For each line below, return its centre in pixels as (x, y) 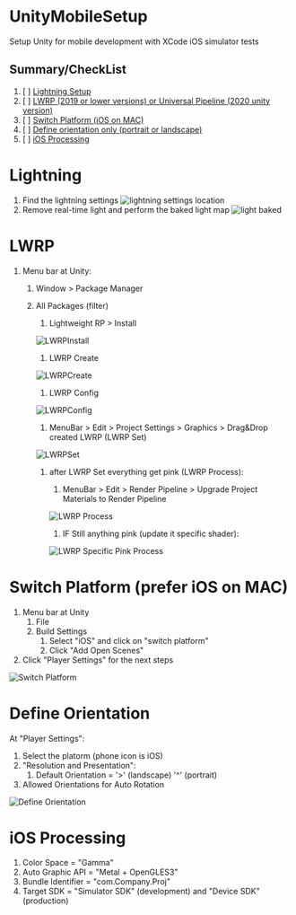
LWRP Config (74, 392)
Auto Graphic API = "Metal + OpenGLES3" (100, 872)
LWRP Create (74, 357)
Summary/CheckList (68, 70)
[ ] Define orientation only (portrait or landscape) (112, 129)
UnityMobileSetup (78, 17)
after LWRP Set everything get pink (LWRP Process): (146, 471)
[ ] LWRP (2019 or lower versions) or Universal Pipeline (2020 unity (146, 101)
